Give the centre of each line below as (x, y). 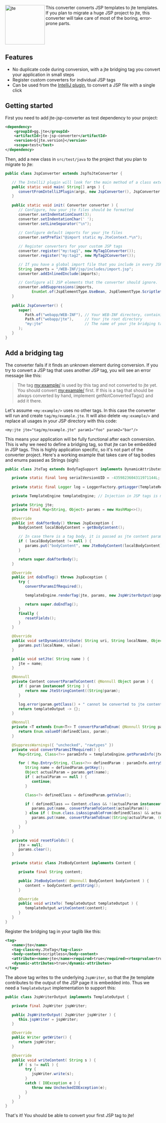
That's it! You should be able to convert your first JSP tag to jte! (70, 1116)
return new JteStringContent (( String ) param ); (73, 691)
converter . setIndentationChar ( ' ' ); (56, 219)
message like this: (23, 375)
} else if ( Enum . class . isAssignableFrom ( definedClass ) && (87, 813)
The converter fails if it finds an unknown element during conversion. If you (82, 365)
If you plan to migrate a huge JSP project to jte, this (98, 13)
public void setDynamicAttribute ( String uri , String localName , (80, 641)
